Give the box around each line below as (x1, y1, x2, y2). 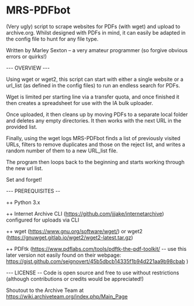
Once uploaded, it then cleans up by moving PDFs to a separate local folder (6, 111, 188, 118)
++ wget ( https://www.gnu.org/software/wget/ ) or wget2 (6, 227, 143, 234)
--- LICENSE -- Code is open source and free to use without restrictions (6, 269, 179, 276)
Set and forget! (6, 176, 42, 183)
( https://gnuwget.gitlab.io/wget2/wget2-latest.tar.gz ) (6, 234, 133, 241)
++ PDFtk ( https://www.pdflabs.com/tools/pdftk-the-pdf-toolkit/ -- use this (6, 245, 187, 252)
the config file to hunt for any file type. (6, 35, 99, 42)
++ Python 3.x (6, 199, 40, 206)
